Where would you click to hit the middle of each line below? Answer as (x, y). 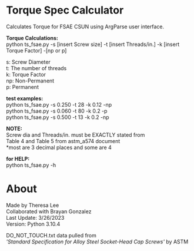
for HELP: (18, 158)
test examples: (25, 98)
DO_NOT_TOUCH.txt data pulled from (51, 235)
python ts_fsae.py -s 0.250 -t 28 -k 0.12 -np (59, 104)
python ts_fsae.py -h (31, 165)
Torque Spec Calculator (65, 10)
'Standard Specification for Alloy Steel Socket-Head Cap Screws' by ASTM (97, 242)
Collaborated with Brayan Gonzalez (49, 211)
